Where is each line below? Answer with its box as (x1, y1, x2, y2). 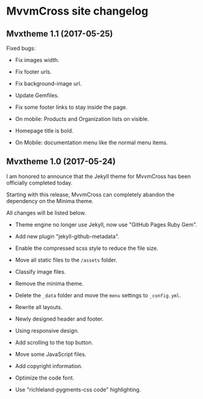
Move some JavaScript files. (15, 350, 87, 358)
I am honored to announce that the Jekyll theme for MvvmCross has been (6, 172, 191, 180)
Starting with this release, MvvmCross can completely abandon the (6, 190, 175, 198)
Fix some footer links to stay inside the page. (15, 103, 128, 111)
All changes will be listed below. (6, 209, 86, 217)
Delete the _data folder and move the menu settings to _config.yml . (15, 291, 181, 299)
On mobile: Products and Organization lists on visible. (15, 116, 150, 122)
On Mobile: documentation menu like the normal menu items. (15, 139, 168, 146)
